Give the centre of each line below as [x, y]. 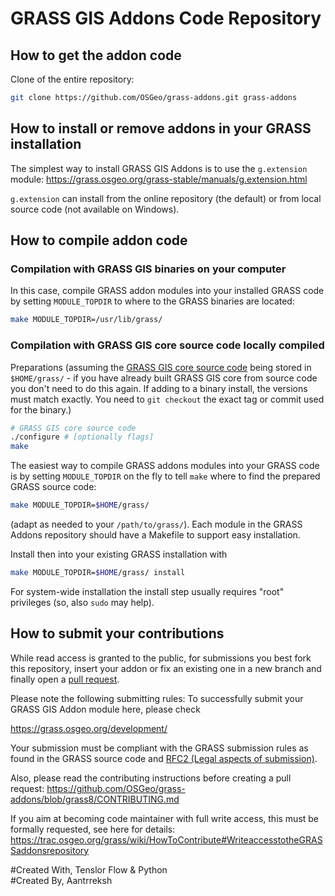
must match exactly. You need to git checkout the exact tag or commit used [167, 399]
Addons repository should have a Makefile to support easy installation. [155, 535]
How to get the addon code [96, 55]
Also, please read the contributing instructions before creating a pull [151, 778]
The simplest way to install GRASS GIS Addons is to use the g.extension [159, 168]
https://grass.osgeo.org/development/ [89, 728]
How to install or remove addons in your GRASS [161, 128]
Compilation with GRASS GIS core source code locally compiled [167, 345]
